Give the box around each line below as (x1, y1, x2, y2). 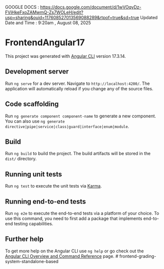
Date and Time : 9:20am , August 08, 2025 (5, 20, 92, 26)
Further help (5, 235, 44, 243)
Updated (140, 15, 158, 20)
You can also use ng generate (5, 118, 65, 124)
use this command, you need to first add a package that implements (5, 215, 142, 221)
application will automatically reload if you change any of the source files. (5, 85, 153, 91)
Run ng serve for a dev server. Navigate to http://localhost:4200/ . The (5, 81, 150, 86)
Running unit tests (5, 170, 62, 178)
